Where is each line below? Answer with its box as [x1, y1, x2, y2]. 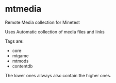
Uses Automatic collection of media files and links [5, 29, 105, 34]
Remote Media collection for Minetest [5, 19, 80, 25]
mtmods [12, 58, 29, 64]
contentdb [12, 63, 33, 69]
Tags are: [5, 38, 24, 44]
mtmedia [5, 3, 42, 15]
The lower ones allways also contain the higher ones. [5, 72, 112, 78]
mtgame [12, 52, 29, 59]
